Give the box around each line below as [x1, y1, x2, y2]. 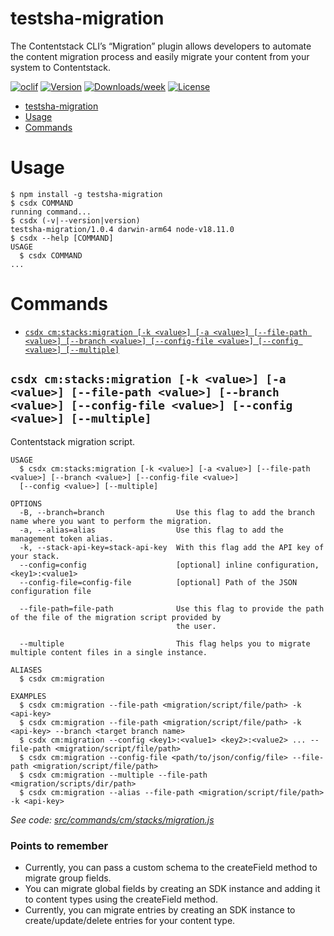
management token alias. [10, 533, 114, 544]
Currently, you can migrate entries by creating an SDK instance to [24, 903, 296, 916]
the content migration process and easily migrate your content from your [10, 50, 310, 62]
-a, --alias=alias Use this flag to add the [19, 525, 284, 535]
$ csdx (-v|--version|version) [10, 215, 141, 226]
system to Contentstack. [10, 61, 112, 73]
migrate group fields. [24, 872, 112, 884]
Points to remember [10, 838, 109, 852]
